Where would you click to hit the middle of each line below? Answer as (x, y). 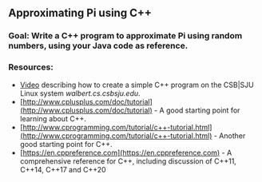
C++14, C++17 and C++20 (63, 169)
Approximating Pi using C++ (80, 13)
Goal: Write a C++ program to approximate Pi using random (125, 36)
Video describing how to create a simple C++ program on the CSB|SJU (137, 85)
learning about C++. (53, 118)
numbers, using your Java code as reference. (98, 45)
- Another (230, 136)
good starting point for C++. (66, 144)
